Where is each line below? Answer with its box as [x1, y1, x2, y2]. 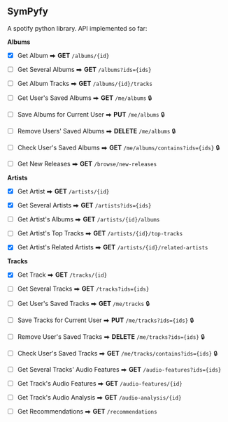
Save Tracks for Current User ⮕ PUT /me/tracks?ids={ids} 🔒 [17, 316, 194, 324]
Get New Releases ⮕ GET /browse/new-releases [17, 160, 157, 168]
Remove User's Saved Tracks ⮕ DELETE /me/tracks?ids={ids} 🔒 [17, 332, 205, 341]
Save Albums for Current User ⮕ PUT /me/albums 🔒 [17, 110, 166, 118]
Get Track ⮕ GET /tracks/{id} [17, 270, 108, 279]
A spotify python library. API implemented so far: [7, 24, 148, 32]
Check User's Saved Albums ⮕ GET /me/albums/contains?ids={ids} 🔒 [17, 143, 220, 152]
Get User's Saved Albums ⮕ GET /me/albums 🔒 [17, 94, 152, 102]
